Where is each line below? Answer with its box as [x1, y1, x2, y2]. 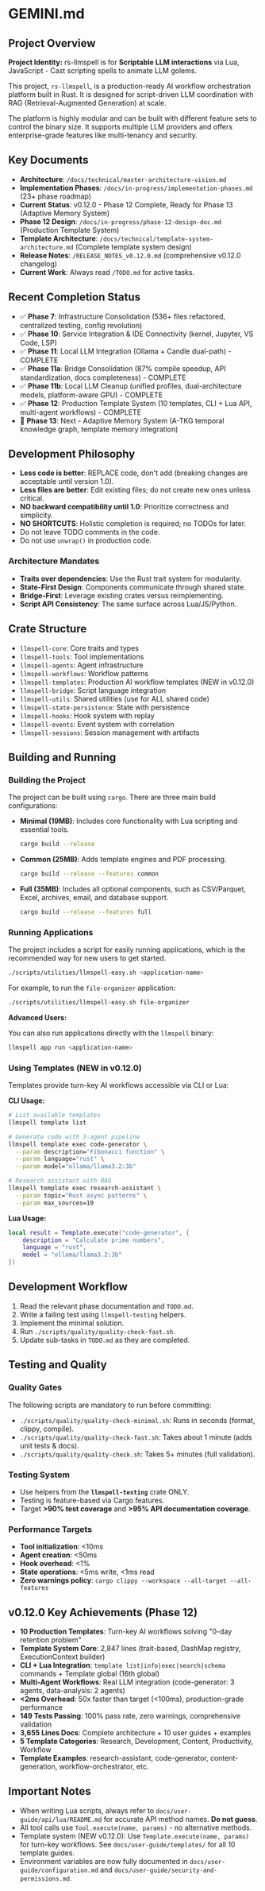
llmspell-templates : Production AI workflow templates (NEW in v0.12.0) [19, 677, 255, 686]
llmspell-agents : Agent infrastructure [19, 660, 144, 670]
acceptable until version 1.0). [19, 477, 114, 486]
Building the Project [8, 774, 86, 785]
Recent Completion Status [8, 291, 141, 304]
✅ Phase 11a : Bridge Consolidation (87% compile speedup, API [19, 363, 226, 373]
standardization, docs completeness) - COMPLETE [19, 373, 186, 382]
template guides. [19, 1848, 75, 1858]
